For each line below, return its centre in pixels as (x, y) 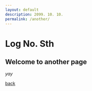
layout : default (22, 10)
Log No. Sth (30, 44)
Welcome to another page (46, 62)
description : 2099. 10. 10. (34, 14)
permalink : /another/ (28, 19)
